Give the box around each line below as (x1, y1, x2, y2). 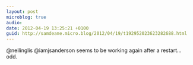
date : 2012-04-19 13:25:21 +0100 (6, 25, 89, 31)
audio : (6, 19, 23, 25)
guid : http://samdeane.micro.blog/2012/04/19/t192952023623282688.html (6, 31, 187, 37)
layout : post (6, 8, 39, 15)
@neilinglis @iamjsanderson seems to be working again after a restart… (6, 47, 182, 54)
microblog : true (6, 14, 46, 20)
